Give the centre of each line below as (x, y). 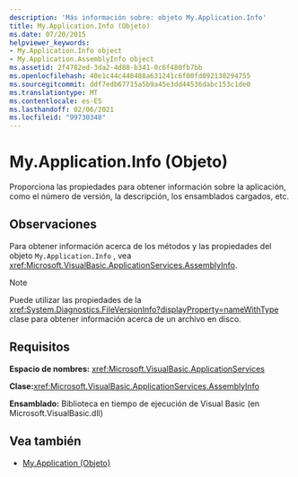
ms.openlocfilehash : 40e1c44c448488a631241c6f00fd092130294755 (130, 76)
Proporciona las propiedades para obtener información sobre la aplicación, (148, 187)
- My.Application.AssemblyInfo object (82, 59)
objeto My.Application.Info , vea (70, 256)
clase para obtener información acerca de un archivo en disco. (125, 318)
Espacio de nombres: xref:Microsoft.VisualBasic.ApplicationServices (137, 369)
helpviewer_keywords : (50, 43)
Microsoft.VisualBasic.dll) (56, 412)
